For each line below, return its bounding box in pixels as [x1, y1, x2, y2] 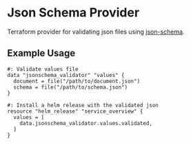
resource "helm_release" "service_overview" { [7, 108, 143, 115]
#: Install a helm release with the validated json [7, 102, 159, 109]
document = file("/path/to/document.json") [13, 78, 140, 85]
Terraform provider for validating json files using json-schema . [7, 27, 185, 36]
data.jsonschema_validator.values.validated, [19, 120, 153, 126]
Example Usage [7, 47, 76, 59]
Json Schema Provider [7, 5, 140, 21]
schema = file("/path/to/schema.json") [13, 84, 128, 91]
